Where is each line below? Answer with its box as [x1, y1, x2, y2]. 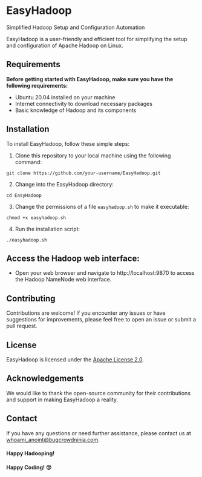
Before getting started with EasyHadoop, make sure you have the [6, 75, 174, 82]
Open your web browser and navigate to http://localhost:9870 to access [15, 269, 195, 277]
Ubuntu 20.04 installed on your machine [15, 93, 116, 100]
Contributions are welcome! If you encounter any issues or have [6, 309, 166, 317]
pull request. [6, 322, 37, 330]
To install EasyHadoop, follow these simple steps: [6, 140, 130, 147]
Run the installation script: [15, 225, 80, 232]
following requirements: [6, 82, 68, 89]
